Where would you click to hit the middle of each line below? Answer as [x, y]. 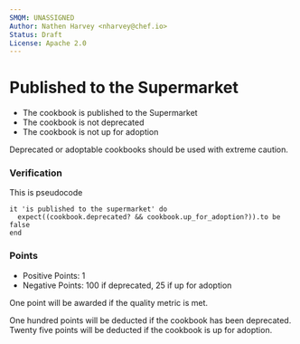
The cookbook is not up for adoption [90, 132]
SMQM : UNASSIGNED [42, 18]
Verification [36, 173]
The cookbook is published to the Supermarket [110, 113]
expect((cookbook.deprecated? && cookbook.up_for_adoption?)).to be [149, 217]
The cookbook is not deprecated [83, 122]
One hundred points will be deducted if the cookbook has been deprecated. [150, 320]
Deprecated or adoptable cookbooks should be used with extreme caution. [149, 149]
